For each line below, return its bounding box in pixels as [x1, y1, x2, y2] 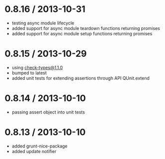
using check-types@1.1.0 [11, 64, 63, 70]
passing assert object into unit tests [11, 109, 85, 115]
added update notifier [11, 148, 57, 154]
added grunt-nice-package [11, 143, 68, 149]
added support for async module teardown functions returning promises [11, 25, 160, 31]
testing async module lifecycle [11, 20, 75, 26]
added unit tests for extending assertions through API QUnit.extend [11, 75, 150, 81]
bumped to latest [11, 70, 47, 76]
